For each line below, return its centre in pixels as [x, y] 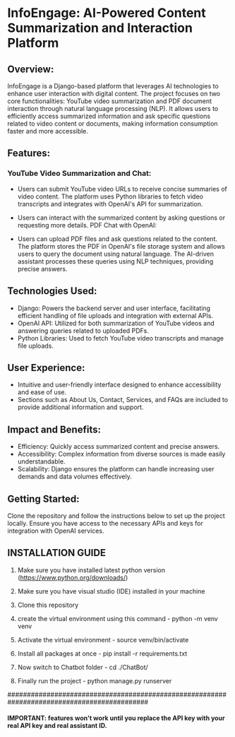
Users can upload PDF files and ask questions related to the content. [117, 239]
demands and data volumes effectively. [74, 477]
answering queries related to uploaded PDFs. [83, 331]
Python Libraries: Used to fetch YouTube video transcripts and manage [121, 338]
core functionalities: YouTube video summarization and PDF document [110, 101]
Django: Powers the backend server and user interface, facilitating [114, 308]
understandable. [41, 461]
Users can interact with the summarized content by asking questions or [121, 218]
